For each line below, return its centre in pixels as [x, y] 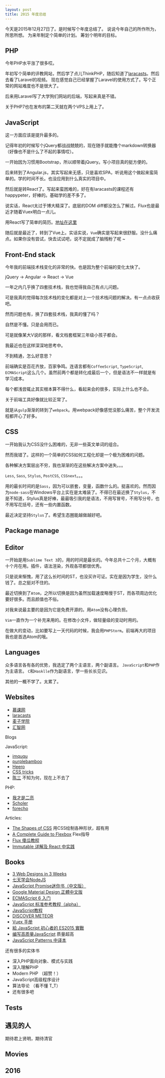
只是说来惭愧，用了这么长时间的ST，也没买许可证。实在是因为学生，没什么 [81, 576]
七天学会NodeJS [29, 880]
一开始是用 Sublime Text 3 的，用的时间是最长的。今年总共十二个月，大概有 [81, 560]
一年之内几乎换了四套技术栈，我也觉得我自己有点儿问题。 [63, 287]
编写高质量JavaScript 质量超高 [43, 934]
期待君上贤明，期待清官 [29, 1038]
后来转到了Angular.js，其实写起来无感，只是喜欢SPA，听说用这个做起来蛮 [79, 173]
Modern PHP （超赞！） [37, 973]
